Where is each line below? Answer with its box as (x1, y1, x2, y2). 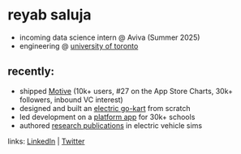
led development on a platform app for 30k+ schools (19, 112, 196, 122)
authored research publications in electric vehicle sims (19, 120, 203, 130)
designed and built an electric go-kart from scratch (19, 103, 191, 113)
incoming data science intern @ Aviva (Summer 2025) (19, 32, 200, 42)
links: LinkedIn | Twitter (7, 136, 85, 146)
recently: (7, 65, 54, 79)
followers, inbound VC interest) (19, 95, 123, 105)
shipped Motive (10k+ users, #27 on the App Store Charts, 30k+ (19, 86, 233, 96)
